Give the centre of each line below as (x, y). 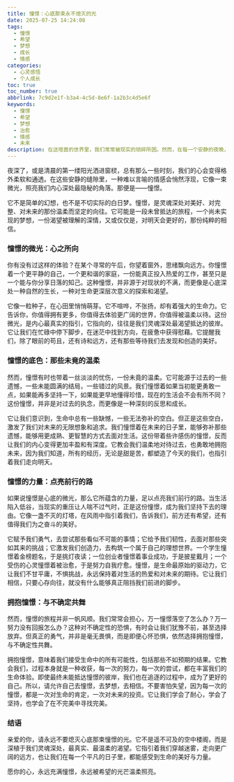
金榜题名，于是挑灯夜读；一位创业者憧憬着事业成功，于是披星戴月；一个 (123, 556)
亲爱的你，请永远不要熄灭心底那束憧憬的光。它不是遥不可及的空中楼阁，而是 (117, 739)
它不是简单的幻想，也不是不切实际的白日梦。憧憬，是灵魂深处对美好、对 (111, 202)
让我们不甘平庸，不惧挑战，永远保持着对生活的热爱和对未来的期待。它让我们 (117, 574)
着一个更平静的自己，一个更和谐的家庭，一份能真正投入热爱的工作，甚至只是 (117, 274)
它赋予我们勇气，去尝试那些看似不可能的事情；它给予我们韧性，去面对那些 (114, 539)
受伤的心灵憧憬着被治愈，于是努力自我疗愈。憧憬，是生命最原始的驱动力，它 (117, 565)
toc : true (22, 85)
